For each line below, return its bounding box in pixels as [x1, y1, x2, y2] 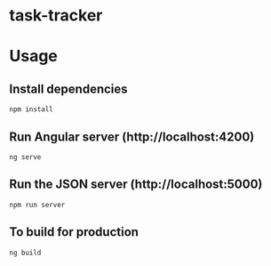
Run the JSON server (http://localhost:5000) [9, 177, 263, 192]
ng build [9, 248, 42, 257]
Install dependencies [9, 81, 128, 96]
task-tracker [9, 5, 103, 26]
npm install [9, 105, 53, 114]
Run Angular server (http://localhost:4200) [9, 129, 255, 144]
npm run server [9, 200, 66, 209]
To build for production [9, 224, 139, 240]
